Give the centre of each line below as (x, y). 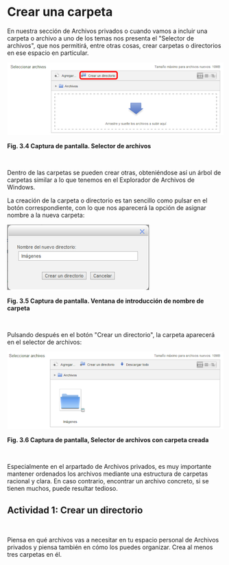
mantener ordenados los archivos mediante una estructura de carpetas (108, 474)
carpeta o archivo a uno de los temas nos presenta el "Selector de (100, 38)
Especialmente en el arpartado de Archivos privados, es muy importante (109, 467)
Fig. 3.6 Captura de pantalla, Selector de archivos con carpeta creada (108, 440)
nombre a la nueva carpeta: (46, 215)
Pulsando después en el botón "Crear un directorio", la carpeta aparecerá (111, 334)
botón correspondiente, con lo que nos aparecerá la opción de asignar (107, 207)
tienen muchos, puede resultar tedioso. (62, 489)
